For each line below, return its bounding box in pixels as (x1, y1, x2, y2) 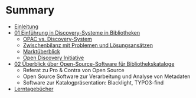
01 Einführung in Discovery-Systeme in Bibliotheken (14, 29, 140, 36)
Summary (5, 4, 54, 17)
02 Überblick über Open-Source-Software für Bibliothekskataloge (14, 60, 175, 67)
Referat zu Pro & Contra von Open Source (22, 66, 125, 73)
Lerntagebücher (14, 85, 54, 92)
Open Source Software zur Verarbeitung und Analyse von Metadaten (22, 73, 191, 80)
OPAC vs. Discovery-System (22, 35, 92, 42)
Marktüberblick (22, 48, 60, 55)
